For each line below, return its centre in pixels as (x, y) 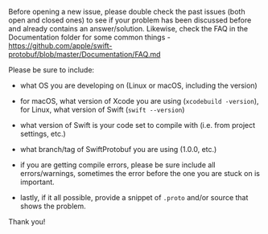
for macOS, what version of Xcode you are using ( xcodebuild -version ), (139, 101)
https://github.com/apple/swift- (60, 46)
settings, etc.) (43, 133)
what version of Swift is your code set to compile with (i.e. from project (138, 125)
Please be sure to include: (52, 70)
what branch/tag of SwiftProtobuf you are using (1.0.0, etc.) (118, 149)
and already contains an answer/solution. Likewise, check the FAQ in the (128, 29)
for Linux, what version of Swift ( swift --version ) (102, 109)
